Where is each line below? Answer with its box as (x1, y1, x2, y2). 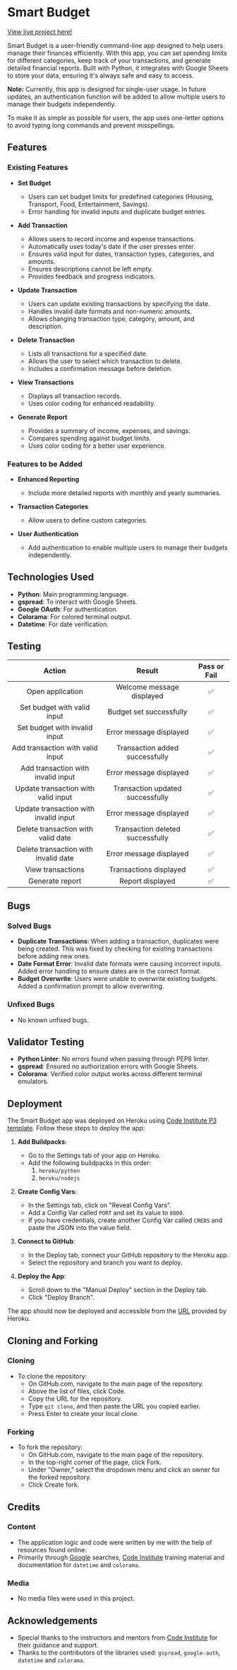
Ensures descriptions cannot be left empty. (28, 264, 153, 273)
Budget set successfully (107, 707, 188, 717)
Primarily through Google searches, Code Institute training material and (17, 1553, 224, 1561)
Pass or (198, 661, 224, 671)
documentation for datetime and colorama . (17, 1560, 140, 1569)
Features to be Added (7, 459, 83, 469)
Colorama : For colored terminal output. (17, 612, 132, 621)
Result (136, 666, 159, 676)
